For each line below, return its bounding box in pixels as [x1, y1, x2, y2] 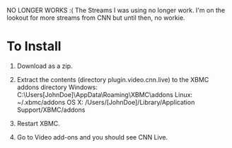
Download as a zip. [16, 62, 73, 70]
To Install [6, 38, 62, 55]
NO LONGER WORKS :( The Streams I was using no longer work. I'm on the [6, 6, 226, 14]
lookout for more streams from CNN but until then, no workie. [6, 13, 185, 22]
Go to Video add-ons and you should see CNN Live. [16, 132, 168, 141]
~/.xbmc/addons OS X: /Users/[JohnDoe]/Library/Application [16, 98, 195, 106]
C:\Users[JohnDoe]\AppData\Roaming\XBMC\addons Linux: [16, 90, 192, 98]
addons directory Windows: [16, 83, 98, 91]
